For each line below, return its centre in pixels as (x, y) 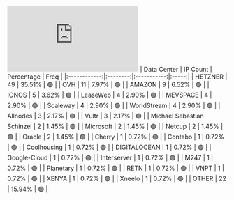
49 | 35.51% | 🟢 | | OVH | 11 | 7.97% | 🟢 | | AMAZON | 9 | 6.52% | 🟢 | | (108, 84)
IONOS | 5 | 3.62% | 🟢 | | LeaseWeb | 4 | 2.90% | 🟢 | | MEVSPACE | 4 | (110, 95)
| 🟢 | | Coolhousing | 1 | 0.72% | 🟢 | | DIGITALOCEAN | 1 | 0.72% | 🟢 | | (109, 147)
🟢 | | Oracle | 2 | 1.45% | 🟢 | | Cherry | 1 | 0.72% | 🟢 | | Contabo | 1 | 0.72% (116, 137)
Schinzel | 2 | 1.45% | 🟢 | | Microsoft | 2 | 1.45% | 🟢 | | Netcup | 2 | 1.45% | (115, 126)
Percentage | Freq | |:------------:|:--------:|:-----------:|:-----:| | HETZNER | (117, 77)
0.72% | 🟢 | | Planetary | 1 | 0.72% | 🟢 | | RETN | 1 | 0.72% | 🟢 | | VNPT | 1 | (116, 168)
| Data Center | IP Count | (176, 69)
